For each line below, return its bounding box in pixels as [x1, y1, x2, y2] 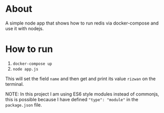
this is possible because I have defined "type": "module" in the [5, 96, 138, 102]
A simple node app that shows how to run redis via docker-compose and [5, 20, 159, 26]
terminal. [5, 81, 24, 87]
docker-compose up [12, 61, 52, 66]
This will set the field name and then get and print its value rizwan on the [5, 75, 156, 82]
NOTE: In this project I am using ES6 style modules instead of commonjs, [5, 91, 159, 97]
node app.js [12, 66, 38, 72]
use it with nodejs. [5, 25, 44, 31]
